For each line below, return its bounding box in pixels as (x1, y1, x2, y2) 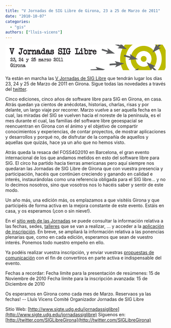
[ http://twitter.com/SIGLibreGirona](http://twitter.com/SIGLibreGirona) (5, 317, 151, 323)
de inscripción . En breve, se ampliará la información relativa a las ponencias (5, 229, 164, 235)
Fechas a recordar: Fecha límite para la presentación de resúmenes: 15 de (5, 270, 160, 276)
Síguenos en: (98, 312, 126, 318)
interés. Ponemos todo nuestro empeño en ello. (5, 240, 105, 246)
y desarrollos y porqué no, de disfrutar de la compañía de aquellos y (5, 134, 149, 140)
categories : (5, 19, 31, 24)
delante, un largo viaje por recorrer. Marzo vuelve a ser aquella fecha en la (5, 107, 161, 113)
